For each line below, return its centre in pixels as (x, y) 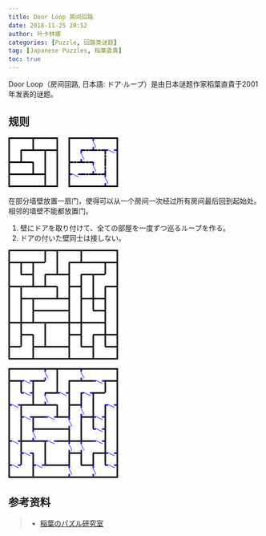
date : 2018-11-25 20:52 (48, 25)
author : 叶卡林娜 (35, 34)
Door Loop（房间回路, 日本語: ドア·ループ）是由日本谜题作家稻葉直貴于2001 (133, 84)
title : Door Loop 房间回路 (51, 17)
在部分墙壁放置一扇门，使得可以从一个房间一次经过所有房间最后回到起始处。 (135, 201)
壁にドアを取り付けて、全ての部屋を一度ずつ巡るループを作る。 (125, 228)
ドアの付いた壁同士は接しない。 (73, 238)
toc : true (25, 59)
